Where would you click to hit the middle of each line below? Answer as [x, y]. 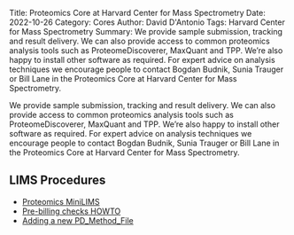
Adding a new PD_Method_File [78, 220]
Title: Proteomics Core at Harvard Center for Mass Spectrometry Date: [137, 13]
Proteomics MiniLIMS [61, 201]
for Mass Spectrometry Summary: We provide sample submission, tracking [146, 31]
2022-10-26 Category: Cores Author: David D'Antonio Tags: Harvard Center [147, 22]
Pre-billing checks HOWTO [71, 211]
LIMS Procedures [58, 180]
